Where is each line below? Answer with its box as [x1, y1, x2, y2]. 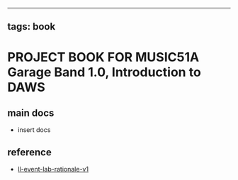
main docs [7, 107, 55, 119]
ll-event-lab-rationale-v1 [17, 165, 89, 174]
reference [7, 146, 52, 158]
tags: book [7, 20, 56, 32]
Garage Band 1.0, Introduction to [7, 64, 202, 80]
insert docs [17, 126, 51, 134]
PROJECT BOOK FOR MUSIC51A [7, 49, 200, 65]
